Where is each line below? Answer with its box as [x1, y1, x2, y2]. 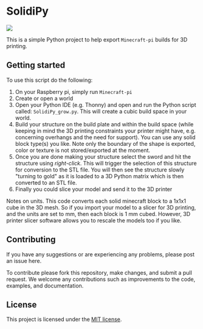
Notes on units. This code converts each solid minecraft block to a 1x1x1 [6, 197, 187, 204]
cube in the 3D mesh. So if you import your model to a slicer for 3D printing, [6, 203, 196, 211]
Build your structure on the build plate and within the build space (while [15, 120, 194, 128]
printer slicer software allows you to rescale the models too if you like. [6, 217, 182, 224]
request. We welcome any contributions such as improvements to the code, [6, 275, 196, 283]
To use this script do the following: [6, 76, 93, 84]
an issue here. [6, 257, 42, 264]
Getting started [6, 60, 66, 71]
